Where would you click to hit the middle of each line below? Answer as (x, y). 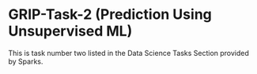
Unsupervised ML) (70, 31)
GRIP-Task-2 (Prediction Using (110, 15)
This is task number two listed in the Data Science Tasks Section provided (128, 53)
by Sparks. (26, 61)
